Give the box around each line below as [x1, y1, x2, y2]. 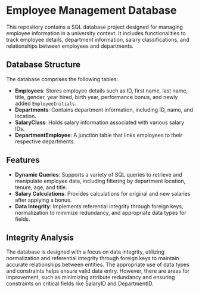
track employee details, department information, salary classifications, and [6, 36, 189, 43]
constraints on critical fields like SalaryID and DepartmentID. [6, 280, 154, 287]
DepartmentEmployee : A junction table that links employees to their [14, 131, 183, 138]
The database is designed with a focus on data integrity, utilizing [6, 248, 165, 255]
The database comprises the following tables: [6, 75, 119, 82]
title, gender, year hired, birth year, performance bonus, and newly [14, 93, 178, 100]
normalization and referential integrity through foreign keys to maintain [6, 255, 180, 262]
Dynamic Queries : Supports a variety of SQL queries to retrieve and [14, 171, 183, 178]
